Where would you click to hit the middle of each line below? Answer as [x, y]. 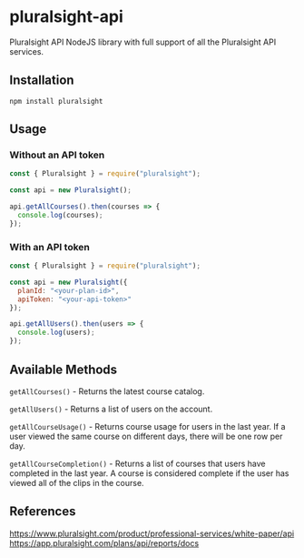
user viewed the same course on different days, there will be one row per [146, 436]
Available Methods [64, 369]
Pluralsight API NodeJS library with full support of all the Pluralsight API [143, 42]
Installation [42, 81]
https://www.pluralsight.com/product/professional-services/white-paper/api [152, 533]
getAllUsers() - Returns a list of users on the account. [111, 409]
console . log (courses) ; [60, 216]
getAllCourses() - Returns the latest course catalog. [107, 391]
